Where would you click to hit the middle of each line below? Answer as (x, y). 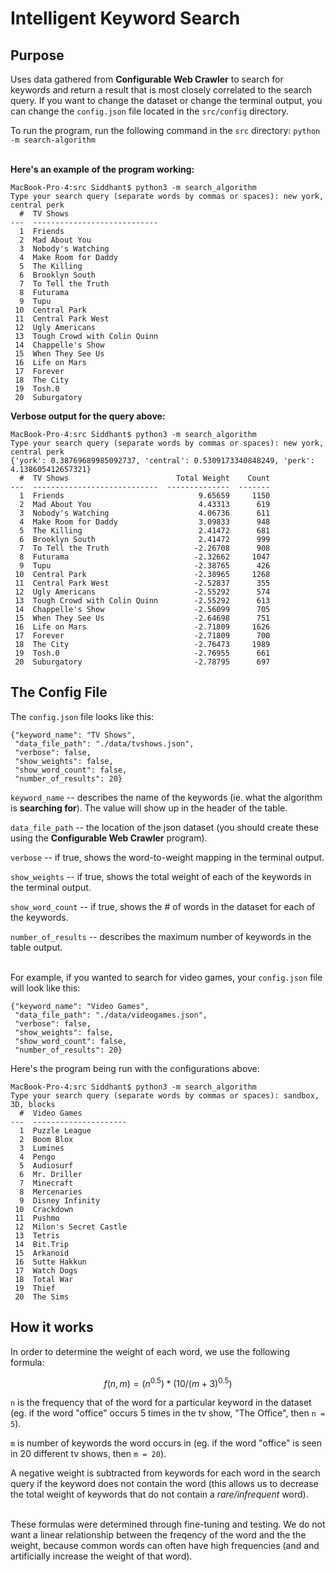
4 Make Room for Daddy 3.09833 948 (145, 522)
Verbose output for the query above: (88, 416)
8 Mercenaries (51, 1192)
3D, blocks (33, 1104)
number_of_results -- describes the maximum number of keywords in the (161, 936)
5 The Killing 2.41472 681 (145, 531)
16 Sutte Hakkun (50, 1262)
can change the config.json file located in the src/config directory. (149, 111)
